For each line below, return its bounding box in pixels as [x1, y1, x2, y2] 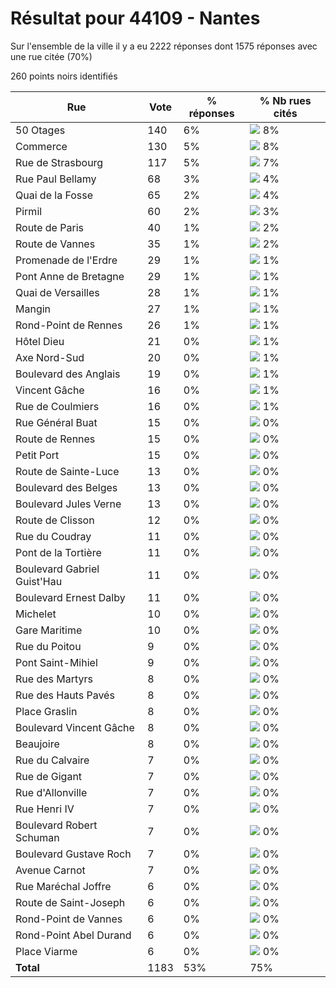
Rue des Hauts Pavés [15, 688, 115, 702]
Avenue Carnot [15, 863, 86, 877]
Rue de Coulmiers [15, 399, 100, 413]
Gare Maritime [15, 623, 83, 637]
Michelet [15, 607, 57, 621]
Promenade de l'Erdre [15, 253, 118, 267]
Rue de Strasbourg [15, 155, 104, 169]
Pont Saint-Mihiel [15, 655, 98, 669]
